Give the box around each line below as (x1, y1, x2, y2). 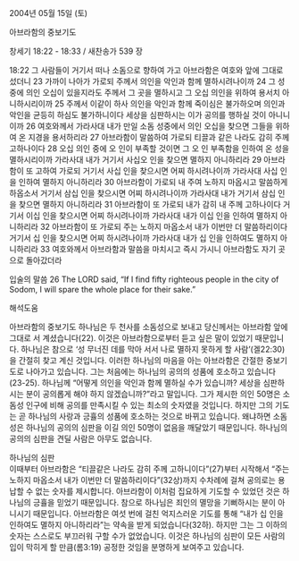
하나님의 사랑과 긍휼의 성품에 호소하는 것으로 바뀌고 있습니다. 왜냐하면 (28, 411, 271, 421)
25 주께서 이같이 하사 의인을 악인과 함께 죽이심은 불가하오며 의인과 (54, 98, 286, 109)
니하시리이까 (9, 98, 54, 109)
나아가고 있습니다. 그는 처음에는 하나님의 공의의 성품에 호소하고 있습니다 (25, 366, 277, 377)
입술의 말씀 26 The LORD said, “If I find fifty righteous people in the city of (9, 274, 279, 285)
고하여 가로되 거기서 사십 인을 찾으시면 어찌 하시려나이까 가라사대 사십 (35, 166, 278, 176)
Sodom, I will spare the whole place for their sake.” (9, 285, 196, 294)
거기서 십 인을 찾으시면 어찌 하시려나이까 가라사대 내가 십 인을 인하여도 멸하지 (9, 233, 278, 243)
